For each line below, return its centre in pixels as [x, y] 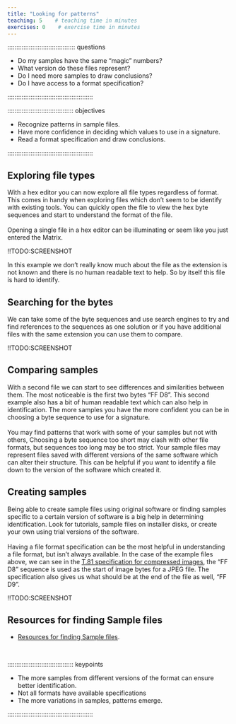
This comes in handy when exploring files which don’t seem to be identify [115, 200]
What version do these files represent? [74, 69]
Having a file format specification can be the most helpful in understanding [116, 547]
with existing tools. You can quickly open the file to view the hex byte [108, 208]
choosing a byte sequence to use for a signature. [79, 417]
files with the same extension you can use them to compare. [95, 334]
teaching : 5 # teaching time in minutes [72, 21]
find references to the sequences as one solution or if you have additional [114, 327]
